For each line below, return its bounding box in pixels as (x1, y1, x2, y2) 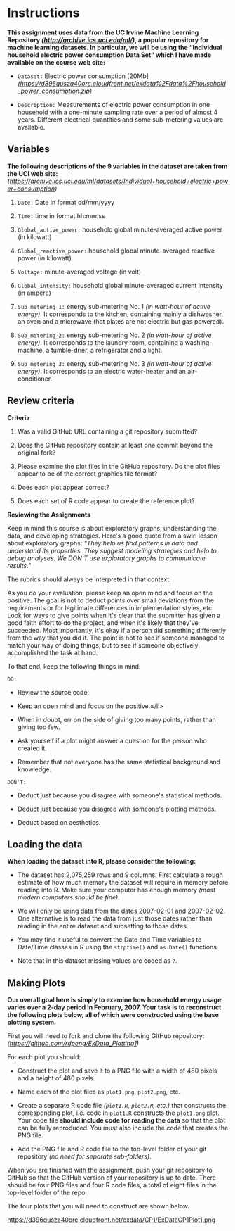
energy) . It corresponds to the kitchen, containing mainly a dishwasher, (17, 310, 223, 318)
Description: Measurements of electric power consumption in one (17, 100, 210, 108)
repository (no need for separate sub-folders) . (17, 1152, 152, 1161)
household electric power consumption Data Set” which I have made (7, 51, 212, 59)
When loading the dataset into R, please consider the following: (7, 857, 196, 866)
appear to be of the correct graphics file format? (17, 469, 158, 478)
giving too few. (17, 723, 61, 731)
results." (7, 561, 32, 569)
